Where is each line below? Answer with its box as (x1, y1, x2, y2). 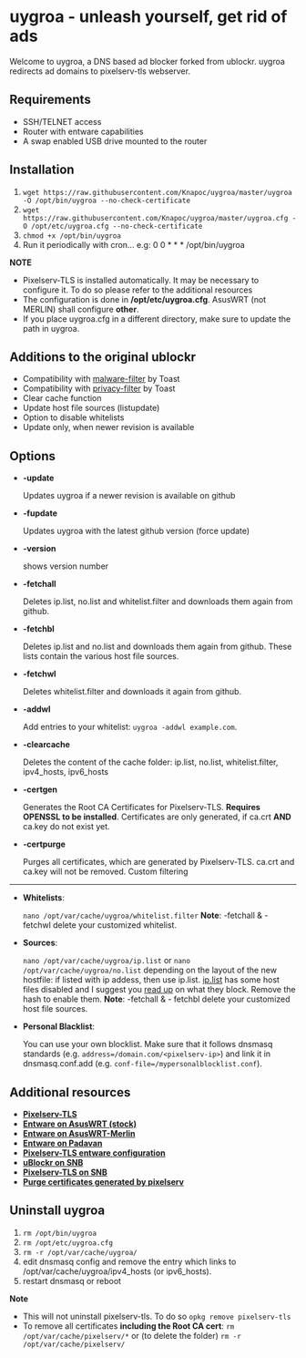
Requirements (9, 92, 91, 108)
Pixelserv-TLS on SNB (22, 1167, 107, 1178)
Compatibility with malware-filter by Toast (22, 374, 180, 385)
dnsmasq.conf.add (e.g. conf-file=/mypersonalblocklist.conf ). (22, 1058, 262, 1069)
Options (9, 448, 56, 464)
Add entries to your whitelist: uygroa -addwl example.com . (22, 722, 238, 733)
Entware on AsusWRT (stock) (22, 1118, 137, 1129)
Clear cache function (22, 393, 102, 404)
